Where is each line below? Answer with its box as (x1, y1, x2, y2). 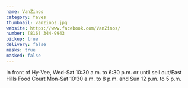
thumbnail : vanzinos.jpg (6, 19, 68, 25)
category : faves (6, 14, 46, 20)
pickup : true (6, 36, 39, 42)
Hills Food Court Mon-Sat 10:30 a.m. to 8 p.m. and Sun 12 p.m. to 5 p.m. (6, 75, 182, 82)
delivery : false (6, 42, 46, 48)
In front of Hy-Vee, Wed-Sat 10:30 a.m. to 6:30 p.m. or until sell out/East (6, 69, 182, 76)
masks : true (6, 47, 36, 53)
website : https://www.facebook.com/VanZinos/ (6, 25, 120, 31)
